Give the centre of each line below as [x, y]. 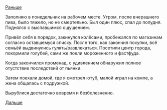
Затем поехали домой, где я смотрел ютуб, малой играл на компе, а [79, 78]
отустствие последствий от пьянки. [43, 68]
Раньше [14, 7]
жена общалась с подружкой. [37, 83]
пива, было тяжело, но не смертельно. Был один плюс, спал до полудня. [83, 22]
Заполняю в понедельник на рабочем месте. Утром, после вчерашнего [82, 17]
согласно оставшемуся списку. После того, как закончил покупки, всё [81, 42]
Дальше [14, 102]
